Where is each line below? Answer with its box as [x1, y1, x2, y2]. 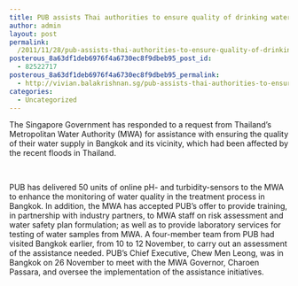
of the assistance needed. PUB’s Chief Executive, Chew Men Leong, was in [9, 248, 284, 259]
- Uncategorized [17, 95, 77, 104]
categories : [9, 87, 53, 96]
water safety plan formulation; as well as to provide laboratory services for [9, 220, 281, 230]
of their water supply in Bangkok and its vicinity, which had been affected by [9, 138, 289, 149]
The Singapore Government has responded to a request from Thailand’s [9, 120, 272, 130]
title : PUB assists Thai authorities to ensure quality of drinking [9, 12, 268, 22]
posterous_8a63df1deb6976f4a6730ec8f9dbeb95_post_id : [9, 54, 213, 63]
